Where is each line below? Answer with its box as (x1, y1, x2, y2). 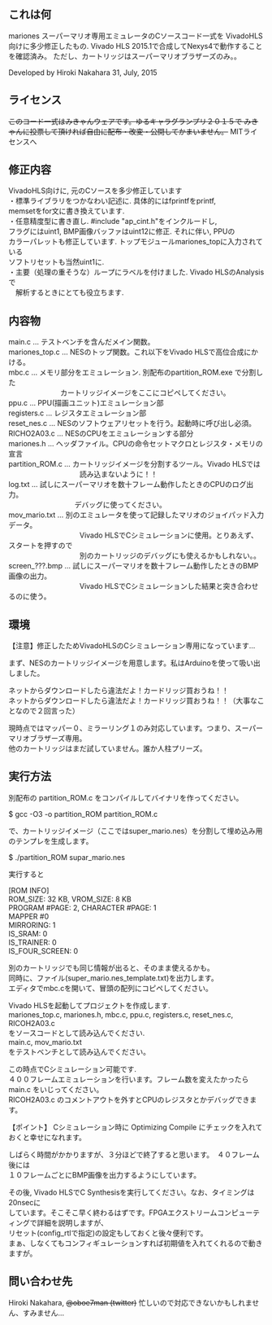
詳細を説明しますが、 (36, 1218, 108, 1227)
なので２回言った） (15, 706, 80, 716)
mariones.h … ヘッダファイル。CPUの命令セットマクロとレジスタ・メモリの (8, 439, 264, 449)
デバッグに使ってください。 (74, 500, 166, 510)
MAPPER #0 (8, 911, 50, 921)
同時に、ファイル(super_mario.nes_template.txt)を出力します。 (8, 972, 218, 983)
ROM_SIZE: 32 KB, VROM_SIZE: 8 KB (8, 894, 132, 904)
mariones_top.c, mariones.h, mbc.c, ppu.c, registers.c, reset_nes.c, (8, 1009, 234, 1020)
